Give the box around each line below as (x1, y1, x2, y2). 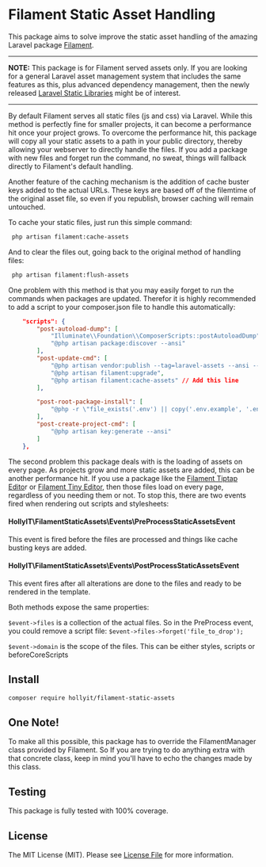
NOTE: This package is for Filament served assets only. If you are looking (8, 63, 248, 72)
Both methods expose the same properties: (8, 602, 150, 612)
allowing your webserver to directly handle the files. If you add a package (8, 144, 248, 154)
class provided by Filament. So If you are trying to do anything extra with (8, 745, 245, 754)
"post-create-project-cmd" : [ (36, 420, 136, 429)
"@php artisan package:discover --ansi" (50, 339, 186, 348)
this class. (8, 762, 41, 772)
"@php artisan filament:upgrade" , (50, 369, 165, 377)
